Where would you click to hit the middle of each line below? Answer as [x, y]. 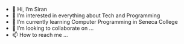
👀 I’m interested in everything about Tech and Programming [86, 15]
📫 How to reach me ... [40, 35]
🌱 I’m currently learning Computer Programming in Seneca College [95, 22]
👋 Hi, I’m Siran [29, 9]
